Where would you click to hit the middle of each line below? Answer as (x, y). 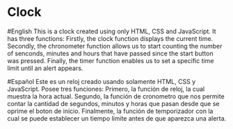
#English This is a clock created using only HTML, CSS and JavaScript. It (112, 31)
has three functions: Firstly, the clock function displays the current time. (110, 38)
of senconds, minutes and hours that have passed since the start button (110, 53)
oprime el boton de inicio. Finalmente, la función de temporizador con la (110, 111)
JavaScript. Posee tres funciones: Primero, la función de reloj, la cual (106, 89)
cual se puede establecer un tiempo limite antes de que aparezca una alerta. (117, 118)
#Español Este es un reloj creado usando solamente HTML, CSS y (102, 81)
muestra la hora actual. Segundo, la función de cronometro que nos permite (116, 96)
